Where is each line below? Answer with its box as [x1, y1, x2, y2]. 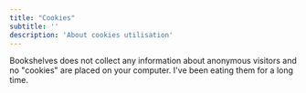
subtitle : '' [9, 22, 59, 31]
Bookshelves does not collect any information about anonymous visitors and [9, 56, 297, 67]
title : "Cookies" [9, 13, 76, 23]
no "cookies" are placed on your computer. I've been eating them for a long [9, 65, 294, 76]
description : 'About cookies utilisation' [9, 30, 174, 39]
